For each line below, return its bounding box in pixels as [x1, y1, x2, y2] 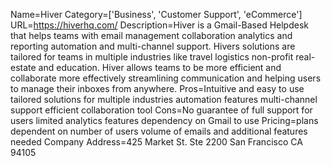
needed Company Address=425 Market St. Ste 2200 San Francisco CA [10, 136, 303, 148]
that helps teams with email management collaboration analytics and [10, 30, 293, 41]
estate [10, 62, 37, 73]
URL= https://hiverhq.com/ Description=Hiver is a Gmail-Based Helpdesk [10, 19, 309, 31]
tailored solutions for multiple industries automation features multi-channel [10, 94, 318, 105]
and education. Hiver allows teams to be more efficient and [38, 62, 282, 73]
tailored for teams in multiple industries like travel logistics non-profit [10, 51, 294, 63]
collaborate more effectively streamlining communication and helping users [10, 72, 322, 84]
